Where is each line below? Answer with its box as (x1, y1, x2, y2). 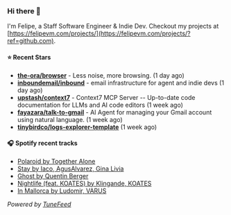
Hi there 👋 (7, 6, 42, 16)
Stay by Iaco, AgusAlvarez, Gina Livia (17, 164, 124, 173)
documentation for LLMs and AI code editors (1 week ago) (17, 101, 184, 109)
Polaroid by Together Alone (17, 157, 96, 165)
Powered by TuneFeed (7, 200, 71, 208)
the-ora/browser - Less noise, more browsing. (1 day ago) (17, 71, 185, 79)
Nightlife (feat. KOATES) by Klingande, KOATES (17, 179, 152, 187)
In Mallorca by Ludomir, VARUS (17, 187, 107, 195)
